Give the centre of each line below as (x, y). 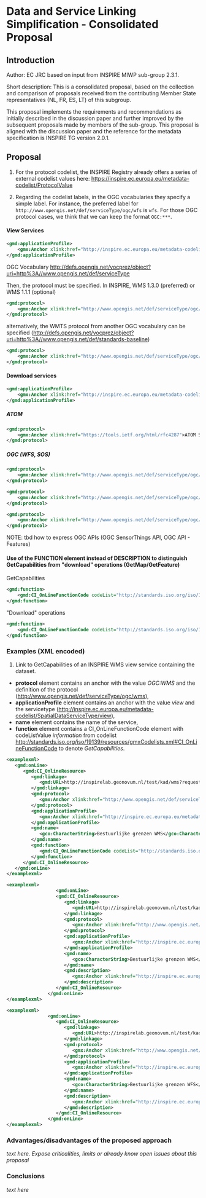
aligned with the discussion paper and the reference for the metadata (94, 131)
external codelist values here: (52, 178)
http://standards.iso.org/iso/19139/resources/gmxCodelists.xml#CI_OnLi (106, 741)
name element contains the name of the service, (77, 722)
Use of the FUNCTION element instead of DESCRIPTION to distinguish (97, 558)
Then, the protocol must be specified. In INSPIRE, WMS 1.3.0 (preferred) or (101, 285)
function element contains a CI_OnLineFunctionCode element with (99, 728)
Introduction (31, 60)
